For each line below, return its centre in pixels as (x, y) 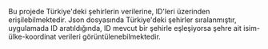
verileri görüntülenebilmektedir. (110, 36)
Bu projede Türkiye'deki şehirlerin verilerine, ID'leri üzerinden (109, 11)
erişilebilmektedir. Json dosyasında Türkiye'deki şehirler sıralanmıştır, (122, 20)
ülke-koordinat (32, 36)
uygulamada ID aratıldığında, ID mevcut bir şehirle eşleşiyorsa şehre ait (125, 28)
